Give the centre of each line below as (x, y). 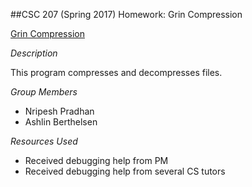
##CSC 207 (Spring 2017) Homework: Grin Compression (126, 14)
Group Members (44, 92)
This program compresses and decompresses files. (116, 72)
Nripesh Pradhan (59, 111)
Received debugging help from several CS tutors (125, 171)
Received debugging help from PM (96, 160)
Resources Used (44, 141)
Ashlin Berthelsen (61, 122)
